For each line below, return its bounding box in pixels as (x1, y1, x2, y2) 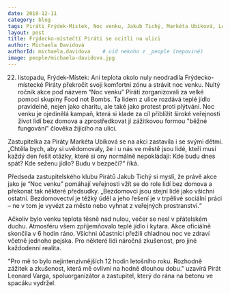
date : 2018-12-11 (8, 10, 57, 17)
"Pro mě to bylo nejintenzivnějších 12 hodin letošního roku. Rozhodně (8, 257, 202, 265)
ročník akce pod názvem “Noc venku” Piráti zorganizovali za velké (17, 88, 204, 96)
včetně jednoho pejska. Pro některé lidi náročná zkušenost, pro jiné (8, 237, 197, 245)
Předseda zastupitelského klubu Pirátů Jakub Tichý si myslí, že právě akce (8, 172, 217, 181)
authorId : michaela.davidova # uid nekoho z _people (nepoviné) (8, 49, 204, 55)
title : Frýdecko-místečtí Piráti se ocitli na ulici (8, 36, 161, 42)
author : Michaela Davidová (8, 42, 85, 49)
